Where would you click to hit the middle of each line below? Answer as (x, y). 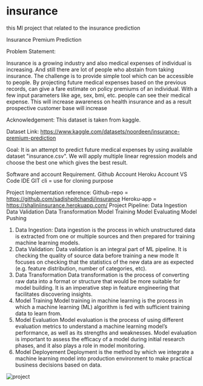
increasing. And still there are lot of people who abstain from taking (90, 69)
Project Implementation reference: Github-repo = (67, 192)
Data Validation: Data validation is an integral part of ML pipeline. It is (101, 249)
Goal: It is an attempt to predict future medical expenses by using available (99, 149)
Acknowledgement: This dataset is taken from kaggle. (74, 120)
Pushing (17, 218)
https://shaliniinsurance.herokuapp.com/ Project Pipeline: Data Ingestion (97, 205)
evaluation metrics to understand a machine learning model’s (91, 326)
